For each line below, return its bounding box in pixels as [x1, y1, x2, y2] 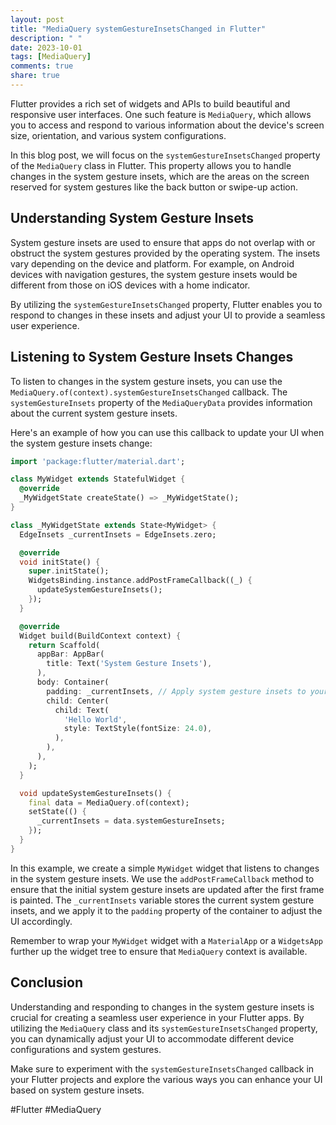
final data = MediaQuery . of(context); [28, 797, 190, 808]
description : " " [10, 33, 83, 43]
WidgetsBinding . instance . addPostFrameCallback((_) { [28, 576, 253, 586]
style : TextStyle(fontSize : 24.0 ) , [63, 724, 213, 734]
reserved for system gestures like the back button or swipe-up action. [10, 181, 299, 193]
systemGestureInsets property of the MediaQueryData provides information [10, 396, 313, 408]
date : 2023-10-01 [10, 42, 83, 53]
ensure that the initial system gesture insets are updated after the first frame [10, 883, 325, 895]
